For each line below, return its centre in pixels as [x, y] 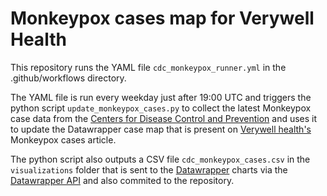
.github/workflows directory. [68, 78]
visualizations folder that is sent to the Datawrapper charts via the [149, 169]
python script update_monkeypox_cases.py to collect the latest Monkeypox [161, 108]
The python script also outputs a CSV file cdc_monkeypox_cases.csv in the [160, 159]
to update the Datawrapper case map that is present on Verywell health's [161, 129]
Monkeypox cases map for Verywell [162, 18]
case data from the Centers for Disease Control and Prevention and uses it [164, 118]
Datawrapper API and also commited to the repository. [122, 180]
